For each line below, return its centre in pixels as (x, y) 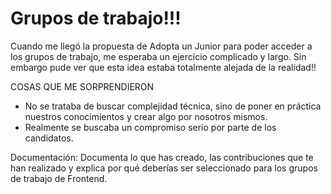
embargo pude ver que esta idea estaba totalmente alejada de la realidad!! (163, 67)
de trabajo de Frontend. (59, 178)
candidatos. (49, 138)
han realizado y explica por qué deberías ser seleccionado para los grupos (164, 168)
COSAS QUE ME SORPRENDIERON (82, 86)
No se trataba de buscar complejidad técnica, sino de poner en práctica (173, 106)
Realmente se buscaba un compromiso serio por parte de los (150, 127)
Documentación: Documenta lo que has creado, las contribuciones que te (162, 157)
